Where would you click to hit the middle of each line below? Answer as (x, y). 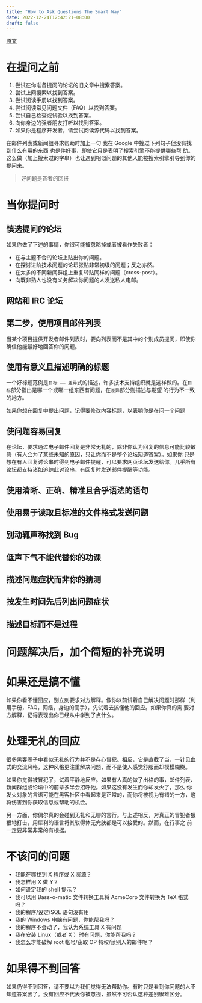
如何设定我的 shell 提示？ (46, 889)
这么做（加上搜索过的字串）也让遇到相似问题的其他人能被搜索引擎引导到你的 (101, 158)
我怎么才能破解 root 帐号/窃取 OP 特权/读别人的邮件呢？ (84, 942)
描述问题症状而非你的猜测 (54, 580)
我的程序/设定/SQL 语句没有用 (52, 912)
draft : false (23, 23)
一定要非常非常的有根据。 (38, 830)
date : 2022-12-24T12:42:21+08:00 (48, 17)
